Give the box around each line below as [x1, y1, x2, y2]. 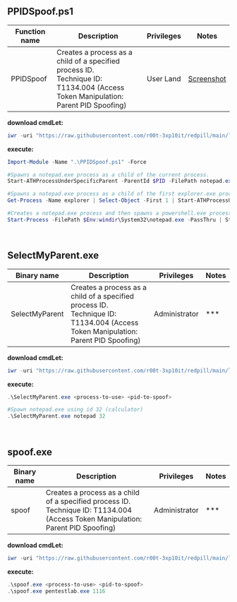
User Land [147, 73, 181, 83]
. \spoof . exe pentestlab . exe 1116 [7, 587, 106, 595]
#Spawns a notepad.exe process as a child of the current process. [7, 171, 210, 179]
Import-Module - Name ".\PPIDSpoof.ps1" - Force [7, 158, 147, 165]
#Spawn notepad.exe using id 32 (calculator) [7, 406, 143, 414]
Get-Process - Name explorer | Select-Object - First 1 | [7, 197, 175, 204]
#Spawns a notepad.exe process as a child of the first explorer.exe [7, 191, 217, 198]
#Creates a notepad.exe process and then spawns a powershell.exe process [7, 210, 232, 217]
